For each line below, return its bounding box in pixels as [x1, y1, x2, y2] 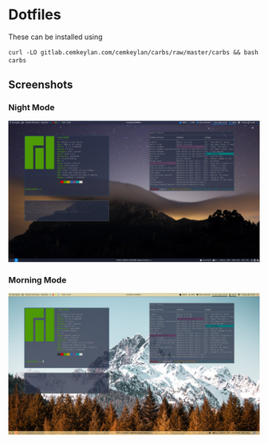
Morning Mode [8, 275, 67, 286]
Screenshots [8, 78, 73, 92]
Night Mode [8, 102, 55, 113]
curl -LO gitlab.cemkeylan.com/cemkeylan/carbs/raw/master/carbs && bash [8, 48, 259, 57]
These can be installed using [8, 32, 103, 42]
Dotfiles [8, 6, 61, 24]
